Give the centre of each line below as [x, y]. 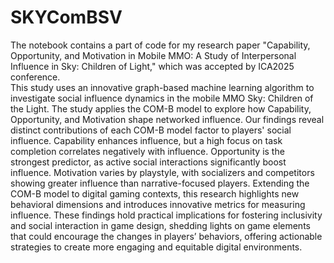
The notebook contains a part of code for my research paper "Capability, [160, 45]
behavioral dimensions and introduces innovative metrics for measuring [158, 204]
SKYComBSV [66, 17]
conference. [35, 77]
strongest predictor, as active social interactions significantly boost [148, 162]
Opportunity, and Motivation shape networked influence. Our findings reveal [167, 119]
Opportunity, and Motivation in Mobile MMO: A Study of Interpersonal [153, 55]
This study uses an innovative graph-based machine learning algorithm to [162, 87]
